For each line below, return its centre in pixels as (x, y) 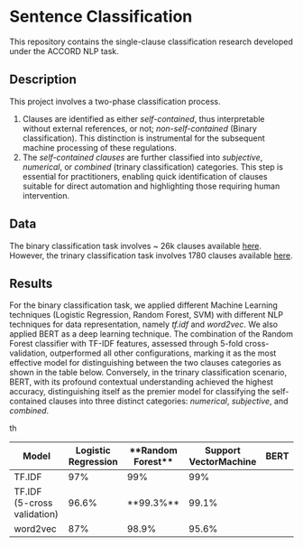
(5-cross (33, 503)
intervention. (46, 195)
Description (43, 80)
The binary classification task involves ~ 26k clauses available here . (136, 246)
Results (31, 283)
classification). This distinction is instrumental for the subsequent (144, 138)
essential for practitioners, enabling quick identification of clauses (145, 176)
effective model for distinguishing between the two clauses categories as (146, 363)
